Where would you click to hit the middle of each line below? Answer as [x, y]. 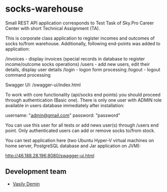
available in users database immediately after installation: [65, 105]
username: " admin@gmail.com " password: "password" [63, 115]
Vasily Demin [26, 184]
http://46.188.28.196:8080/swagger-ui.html [50, 155]
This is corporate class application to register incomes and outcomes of [80, 38]
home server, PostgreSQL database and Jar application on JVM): [73, 146]
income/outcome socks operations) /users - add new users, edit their [78, 64]
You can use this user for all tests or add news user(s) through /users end [82, 125]
